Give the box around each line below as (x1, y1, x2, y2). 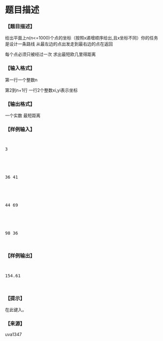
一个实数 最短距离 (5, 113, 40, 118)
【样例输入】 (5, 126, 36, 133)
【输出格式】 (5, 100, 36, 107)
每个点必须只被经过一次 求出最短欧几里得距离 (5, 52, 96, 57)
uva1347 (5, 332, 22, 338)
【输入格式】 (5, 65, 36, 72)
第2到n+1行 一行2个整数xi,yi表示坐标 (5, 87, 78, 93)
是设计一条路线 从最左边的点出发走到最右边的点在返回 (5, 41, 113, 47)
